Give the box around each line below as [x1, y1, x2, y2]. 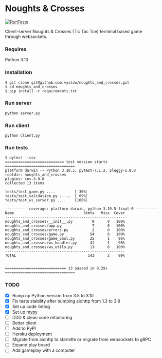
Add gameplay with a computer [12, 347, 75, 353]
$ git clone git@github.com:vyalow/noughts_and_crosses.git [5, 80, 130, 85]
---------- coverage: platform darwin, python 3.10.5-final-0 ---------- [5, 206, 158, 212]
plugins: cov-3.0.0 [5, 177, 45, 181]
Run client [5, 122, 30, 129]
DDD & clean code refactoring [12, 314, 72, 320]
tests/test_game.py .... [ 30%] [5, 189, 89, 195]
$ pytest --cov [5, 155, 36, 161]
